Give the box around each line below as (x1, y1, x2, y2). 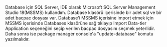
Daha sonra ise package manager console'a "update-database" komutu (5, 31, 154, 36)
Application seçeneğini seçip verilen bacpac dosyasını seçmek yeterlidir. (5, 25, 155, 31)
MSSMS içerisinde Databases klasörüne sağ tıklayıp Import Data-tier (5, 20, 147, 26)
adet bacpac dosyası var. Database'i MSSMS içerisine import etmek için (5, 15, 154, 20)
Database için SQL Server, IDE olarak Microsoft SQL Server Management (5, 4, 155, 10)
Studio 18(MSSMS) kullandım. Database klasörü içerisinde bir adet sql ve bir (5, 9, 162, 15)
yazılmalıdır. (5, 36, 30, 42)
